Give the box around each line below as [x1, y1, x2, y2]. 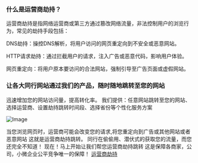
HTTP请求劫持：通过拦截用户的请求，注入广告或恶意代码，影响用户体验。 [6, 52, 188, 60]
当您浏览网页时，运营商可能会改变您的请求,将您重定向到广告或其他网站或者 [6, 128, 191, 135]
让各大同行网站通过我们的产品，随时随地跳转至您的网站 [6, 81, 165, 90]
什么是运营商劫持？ [6, 5, 61, 13]
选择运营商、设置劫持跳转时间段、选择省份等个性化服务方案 [6, 104, 153, 111]
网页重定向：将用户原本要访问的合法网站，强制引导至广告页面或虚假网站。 [6, 65, 189, 73]
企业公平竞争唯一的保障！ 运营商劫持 [26, 150, 117, 157]
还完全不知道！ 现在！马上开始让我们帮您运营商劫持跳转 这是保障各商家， [6, 143, 187, 150]
